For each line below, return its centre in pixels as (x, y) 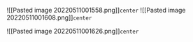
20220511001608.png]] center (49, 17)
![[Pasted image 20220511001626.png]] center (73, 31)
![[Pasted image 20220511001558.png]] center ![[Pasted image (96, 10)
